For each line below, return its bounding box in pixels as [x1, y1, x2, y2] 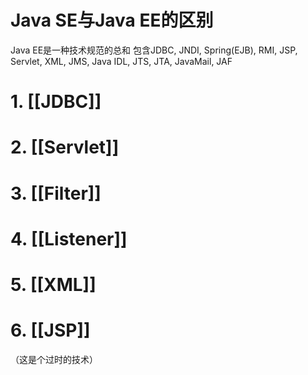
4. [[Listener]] [10, 227, 128, 250]
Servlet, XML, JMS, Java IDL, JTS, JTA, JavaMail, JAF [10, 55, 233, 67]
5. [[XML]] [10, 273, 97, 296]
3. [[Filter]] [10, 182, 102, 205]
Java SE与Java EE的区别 [10, 9, 214, 32]
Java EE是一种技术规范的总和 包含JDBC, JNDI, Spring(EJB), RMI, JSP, [10, 44, 298, 56]
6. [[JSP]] [10, 319, 91, 342]
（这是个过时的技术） [10, 353, 98, 365]
